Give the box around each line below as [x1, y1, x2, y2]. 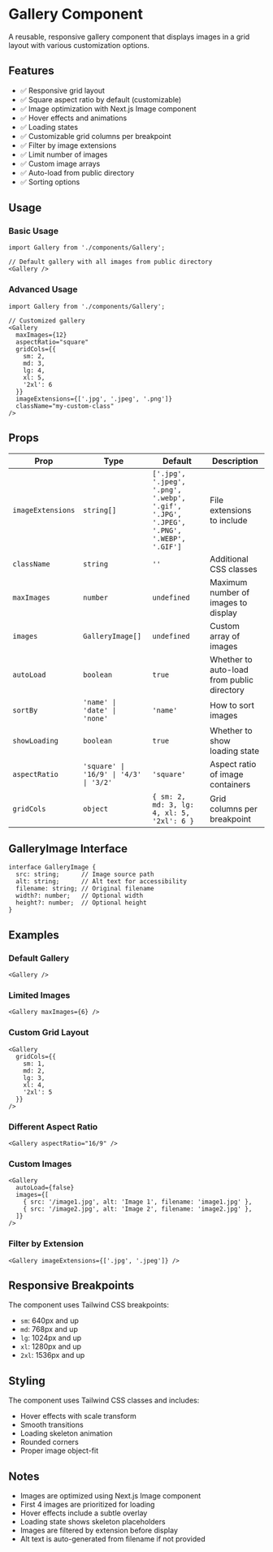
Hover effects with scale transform [19, 1411, 136, 1421]
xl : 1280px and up [19, 1342, 82, 1351]
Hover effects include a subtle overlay [19, 1508, 148, 1518]
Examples [8, 928, 59, 942]
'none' [82, 713, 108, 723]
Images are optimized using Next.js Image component [19, 1490, 201, 1500]
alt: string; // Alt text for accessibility [15, 878, 187, 886]
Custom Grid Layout [8, 1027, 89, 1038]
